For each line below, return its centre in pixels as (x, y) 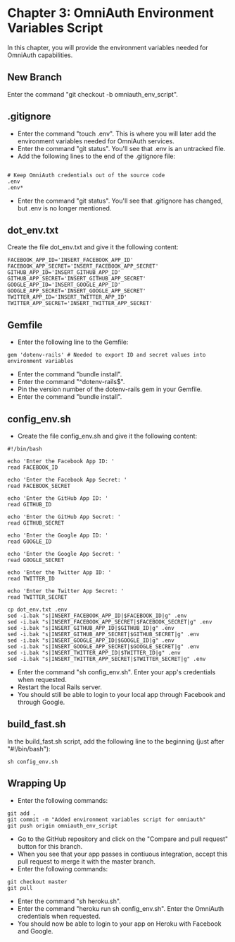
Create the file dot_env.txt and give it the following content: (93, 247)
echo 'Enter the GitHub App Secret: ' (64, 517)
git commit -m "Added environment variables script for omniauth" (107, 819)
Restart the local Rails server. (59, 687)
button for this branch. (50, 846)
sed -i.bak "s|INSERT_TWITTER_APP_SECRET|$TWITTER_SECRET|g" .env (107, 659)
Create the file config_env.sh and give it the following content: (107, 436)
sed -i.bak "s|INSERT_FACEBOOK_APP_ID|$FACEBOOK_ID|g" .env (97, 616)
